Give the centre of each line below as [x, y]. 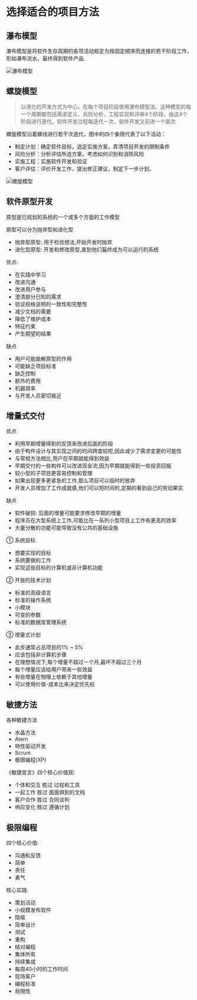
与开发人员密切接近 [38, 396]
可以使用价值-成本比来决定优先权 [55, 684]
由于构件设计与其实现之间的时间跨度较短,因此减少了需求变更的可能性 [98, 451]
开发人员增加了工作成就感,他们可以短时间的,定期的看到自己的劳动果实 [99, 488]
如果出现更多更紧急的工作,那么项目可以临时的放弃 [75, 481]
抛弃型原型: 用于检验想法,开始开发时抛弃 [63, 242]
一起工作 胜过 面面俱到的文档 [50, 792]
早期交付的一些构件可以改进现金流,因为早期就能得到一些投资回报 [93, 466]
